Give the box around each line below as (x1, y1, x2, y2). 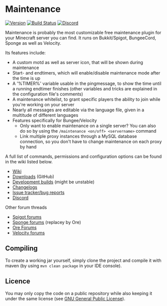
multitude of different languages (12, 112, 79, 118)
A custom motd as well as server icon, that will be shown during (12, 59, 143, 65)
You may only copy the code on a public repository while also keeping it (5, 290, 153, 296)
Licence (5, 277, 31, 286)
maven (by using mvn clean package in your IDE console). (5, 262, 122, 269)
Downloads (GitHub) (12, 173, 55, 179)
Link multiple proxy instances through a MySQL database (19, 133, 137, 139)
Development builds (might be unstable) (12, 179, 94, 185)
